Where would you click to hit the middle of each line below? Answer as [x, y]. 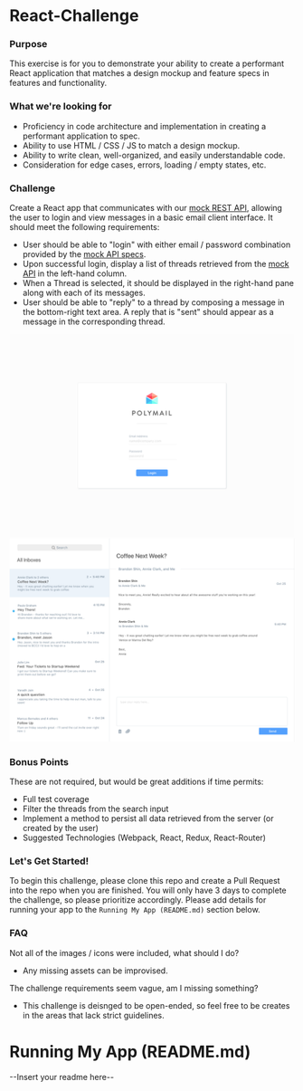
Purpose [28, 44]
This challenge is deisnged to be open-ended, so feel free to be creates [156, 1005]
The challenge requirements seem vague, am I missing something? [134, 988]
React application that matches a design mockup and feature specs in [139, 73]
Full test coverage [56, 799]
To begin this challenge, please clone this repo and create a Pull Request [145, 881]
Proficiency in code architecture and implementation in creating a [144, 126]
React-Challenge [74, 16]
